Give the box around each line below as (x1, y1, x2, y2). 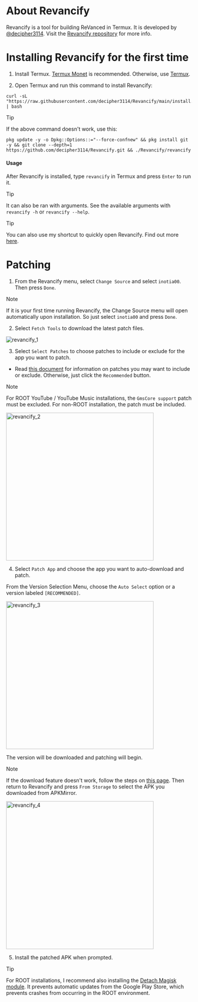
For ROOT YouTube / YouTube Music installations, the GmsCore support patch (6, 395, 192, 402)
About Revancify (6, 4, 90, 18)
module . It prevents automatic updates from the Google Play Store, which (6, 983, 184, 990)
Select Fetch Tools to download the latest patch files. (14, 325, 144, 332)
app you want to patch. (14, 354, 71, 361)
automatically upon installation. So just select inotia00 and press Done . (6, 313, 177, 321)
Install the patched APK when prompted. (14, 954, 113, 961)
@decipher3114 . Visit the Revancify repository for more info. (6, 30, 152, 37)
